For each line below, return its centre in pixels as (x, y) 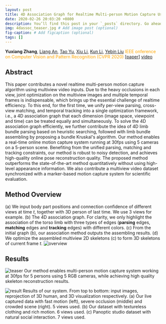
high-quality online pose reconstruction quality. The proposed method (77, 158)
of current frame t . (24, 243)
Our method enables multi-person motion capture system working (91, 271)
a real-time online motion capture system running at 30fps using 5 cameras (82, 142)
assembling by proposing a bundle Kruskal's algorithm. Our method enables (82, 137)
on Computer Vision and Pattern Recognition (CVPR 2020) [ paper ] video (79, 56)
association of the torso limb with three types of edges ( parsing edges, (78, 222)
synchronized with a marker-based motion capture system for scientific (78, 173)
